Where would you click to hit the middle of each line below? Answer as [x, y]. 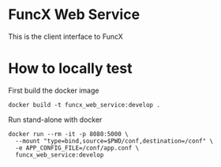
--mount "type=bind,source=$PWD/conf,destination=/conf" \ [114, 141]
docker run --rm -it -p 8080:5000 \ [68, 134]
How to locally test [70, 68]
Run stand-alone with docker [55, 120]
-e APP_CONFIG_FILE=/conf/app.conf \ [77, 148]
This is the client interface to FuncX [66, 36]
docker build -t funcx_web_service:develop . [84, 104]
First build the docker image [54, 90]
